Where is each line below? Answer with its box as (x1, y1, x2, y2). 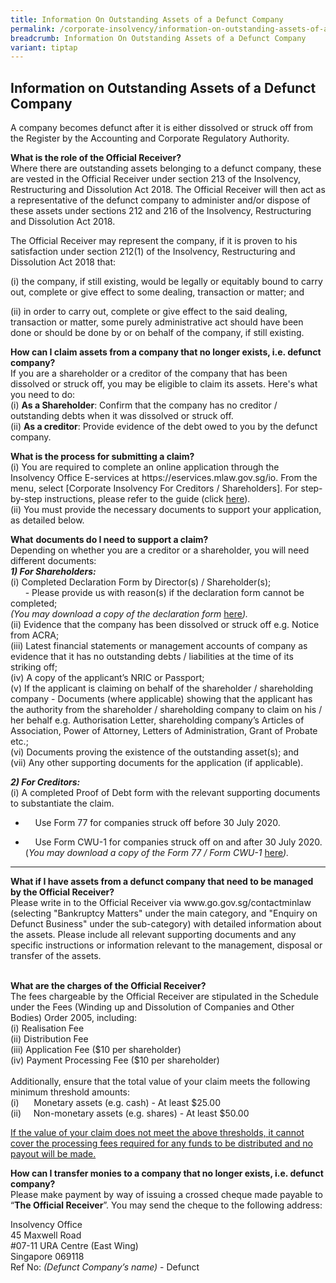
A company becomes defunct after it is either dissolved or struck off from (10, 122, 313, 134)
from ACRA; (10, 629, 60, 641)
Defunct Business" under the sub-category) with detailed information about (10, 918, 322, 930)
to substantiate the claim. (10, 797, 115, 810)
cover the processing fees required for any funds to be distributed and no (10, 1137, 313, 1150)
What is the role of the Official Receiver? (10, 152, 182, 164)
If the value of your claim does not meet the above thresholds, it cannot (10, 1127, 305, 1139)
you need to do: (10, 389, 76, 401)
